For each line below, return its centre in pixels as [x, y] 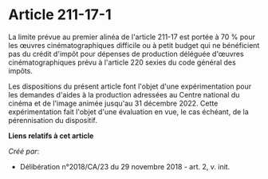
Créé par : [24, 151]
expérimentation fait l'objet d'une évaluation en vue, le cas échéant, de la [128, 111]
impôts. [21, 70]
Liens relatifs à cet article [51, 135]
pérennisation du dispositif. [53, 120]
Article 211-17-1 [60, 15]
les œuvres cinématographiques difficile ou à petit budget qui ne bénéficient [134, 45]
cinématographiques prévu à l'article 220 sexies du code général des [122, 62]
